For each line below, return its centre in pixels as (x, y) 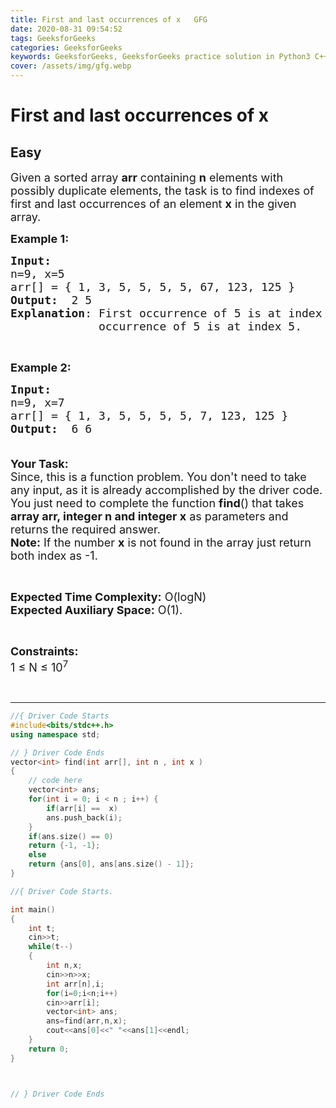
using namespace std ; (55, 734)
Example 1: (40, 239)
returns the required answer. (85, 529)
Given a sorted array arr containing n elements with (147, 178)
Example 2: (41, 368)
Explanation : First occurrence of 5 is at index (166, 313)
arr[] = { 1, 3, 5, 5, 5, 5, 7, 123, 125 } (149, 416)
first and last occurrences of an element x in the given (153, 204)
